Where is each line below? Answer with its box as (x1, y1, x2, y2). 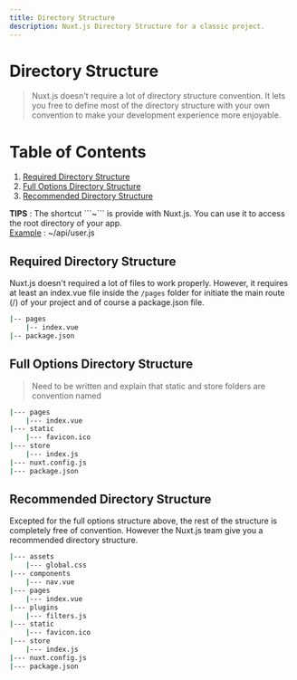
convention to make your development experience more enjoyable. (31, 110, 282, 120)
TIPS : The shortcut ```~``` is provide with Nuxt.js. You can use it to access (9, 208, 285, 219)
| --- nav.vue (25, 578, 75, 587)
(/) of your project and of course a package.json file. (9, 297, 206, 308)
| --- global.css (25, 560, 88, 570)
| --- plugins (9, 603, 59, 612)
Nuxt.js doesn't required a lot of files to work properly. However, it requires (9, 278, 288, 289)
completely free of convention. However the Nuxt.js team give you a (9, 525, 263, 536)
